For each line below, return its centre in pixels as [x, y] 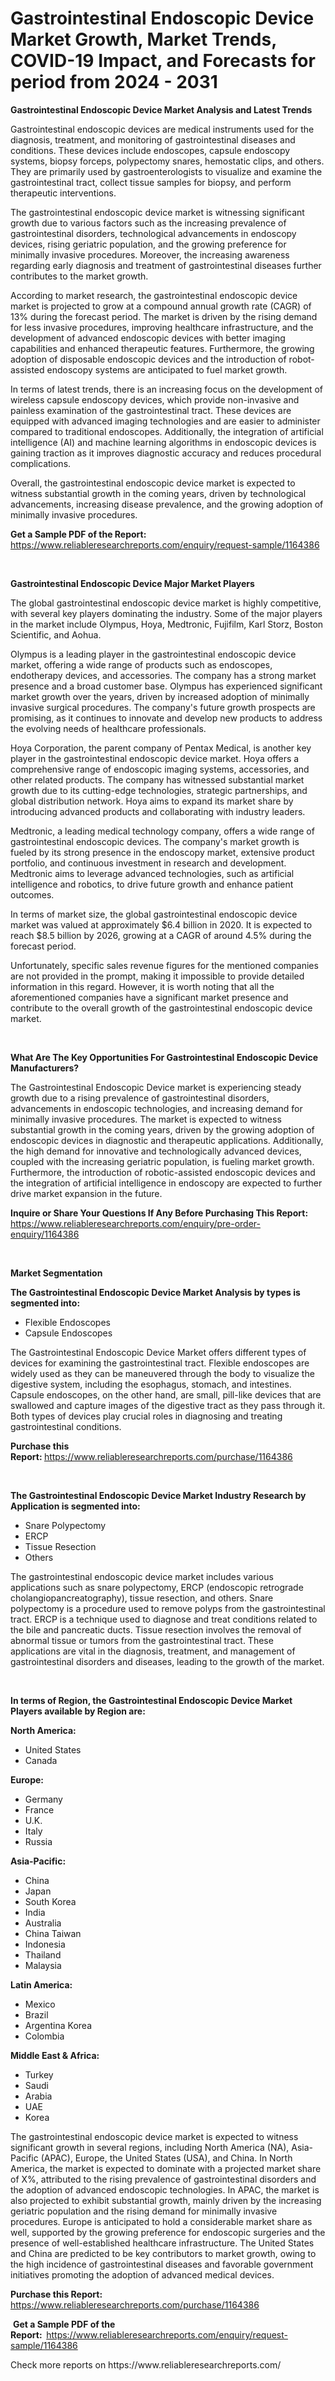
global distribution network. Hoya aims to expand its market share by [152, 801]
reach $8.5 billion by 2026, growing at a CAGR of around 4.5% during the [161, 935]
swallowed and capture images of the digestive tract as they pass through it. [168, 1405]
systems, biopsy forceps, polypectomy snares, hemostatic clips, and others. [167, 161]
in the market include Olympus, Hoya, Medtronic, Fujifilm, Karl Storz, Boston [167, 624]
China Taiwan [53, 1933]
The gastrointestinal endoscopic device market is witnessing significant [157, 212]
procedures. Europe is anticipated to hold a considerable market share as [161, 2221]
